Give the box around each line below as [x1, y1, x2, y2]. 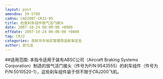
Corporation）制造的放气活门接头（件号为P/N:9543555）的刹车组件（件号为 [5, 63, 159, 68]
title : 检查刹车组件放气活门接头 [5, 20, 64, 26]
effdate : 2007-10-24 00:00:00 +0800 [5, 29, 79, 34]
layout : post [5, 7, 32, 12]
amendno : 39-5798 [5, 12, 40, 16]
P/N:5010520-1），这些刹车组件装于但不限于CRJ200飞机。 [5, 68, 122, 75]
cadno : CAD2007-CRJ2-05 [5, 16, 54, 21]
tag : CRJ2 [5, 34, 25, 39]
